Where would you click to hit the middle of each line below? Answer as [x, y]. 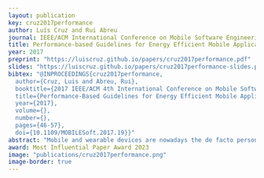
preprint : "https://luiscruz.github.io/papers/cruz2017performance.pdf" [130, 60]
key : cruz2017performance [50, 23]
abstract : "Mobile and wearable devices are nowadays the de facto [121, 140]
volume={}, [33, 111]
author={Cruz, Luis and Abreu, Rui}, [77, 81]
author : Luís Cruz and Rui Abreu [63, 30]
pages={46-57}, [40, 125]
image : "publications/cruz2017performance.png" [88, 154]
